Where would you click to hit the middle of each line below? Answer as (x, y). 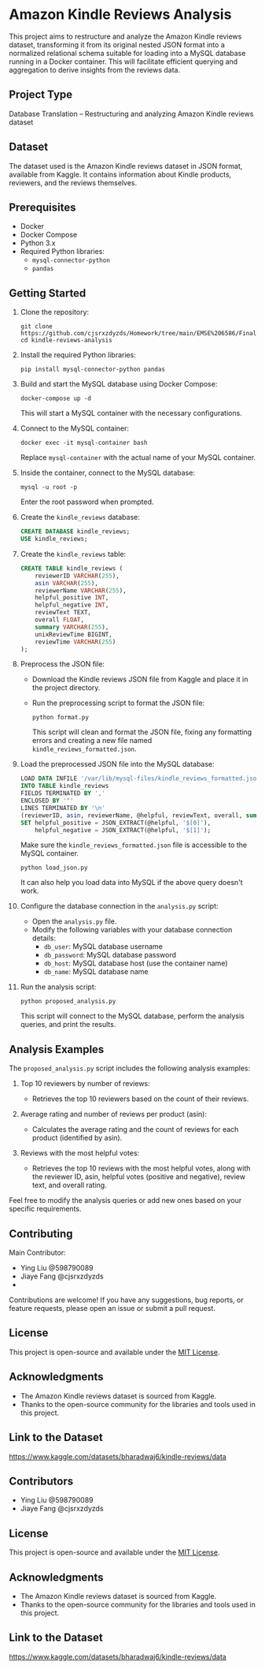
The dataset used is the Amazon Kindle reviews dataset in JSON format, (126, 166)
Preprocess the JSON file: (63, 664)
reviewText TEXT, (63, 613)
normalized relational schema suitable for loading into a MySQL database (127, 53)
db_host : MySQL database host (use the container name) (136, 963)
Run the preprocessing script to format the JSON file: (118, 703)
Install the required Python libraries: (78, 355)
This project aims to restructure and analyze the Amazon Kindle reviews (125, 36)
